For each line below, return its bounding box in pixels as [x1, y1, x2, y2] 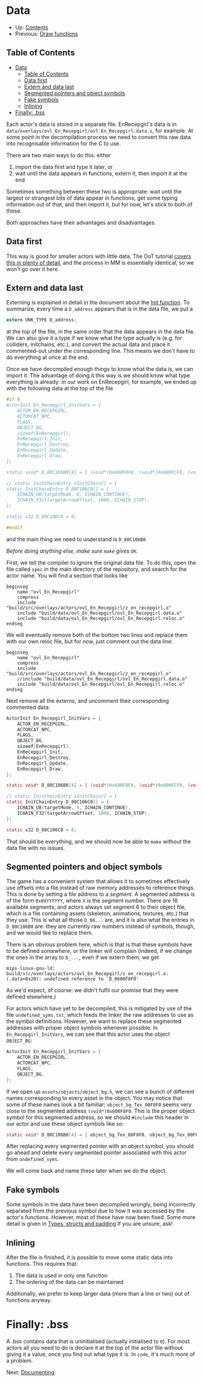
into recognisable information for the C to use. [6, 140, 121, 147]
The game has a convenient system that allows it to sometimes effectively [6, 878, 190, 885]
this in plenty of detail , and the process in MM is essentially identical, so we [6, 258, 195, 266]
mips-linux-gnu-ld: [6, 966, 56, 972]
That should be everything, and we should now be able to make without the [6, 838, 192, 845]
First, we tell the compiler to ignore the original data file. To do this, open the [6, 559, 196, 566]
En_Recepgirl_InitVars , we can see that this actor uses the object [6, 1030, 170, 1038]
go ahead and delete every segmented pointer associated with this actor [6, 1149, 187, 1156]
